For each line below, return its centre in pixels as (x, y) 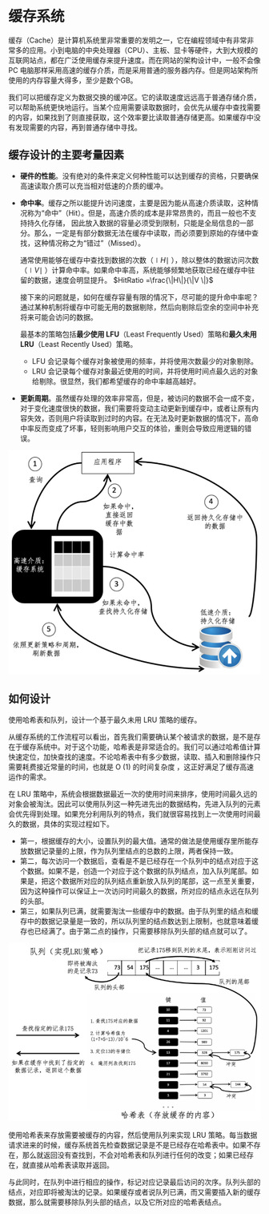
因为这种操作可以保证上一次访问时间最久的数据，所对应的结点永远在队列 (139, 891)
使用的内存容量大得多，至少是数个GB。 (73, 80)
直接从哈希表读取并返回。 (71, 1165)
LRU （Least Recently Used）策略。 (78, 344)
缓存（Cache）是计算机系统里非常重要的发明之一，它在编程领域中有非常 (128, 40)
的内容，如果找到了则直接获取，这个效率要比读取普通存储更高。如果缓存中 (131, 117)
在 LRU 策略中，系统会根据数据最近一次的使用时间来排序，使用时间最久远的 (133, 793)
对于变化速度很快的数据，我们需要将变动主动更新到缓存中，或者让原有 (136, 408)
